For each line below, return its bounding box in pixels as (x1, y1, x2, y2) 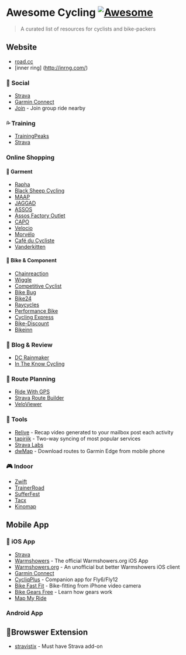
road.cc (14, 58, 33, 65)
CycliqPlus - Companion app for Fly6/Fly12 (14, 576, 118, 583)
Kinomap (14, 502, 37, 510)
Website (6, 42, 37, 52)
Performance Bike (14, 307, 58, 314)
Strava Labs (14, 441, 44, 448)
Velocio (14, 225, 33, 232)
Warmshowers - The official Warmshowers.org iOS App (14, 557, 149, 564)
